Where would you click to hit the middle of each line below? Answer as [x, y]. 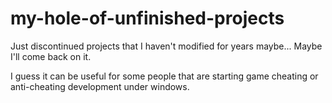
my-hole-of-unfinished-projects [147, 18]
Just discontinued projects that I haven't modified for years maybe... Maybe [166, 46]
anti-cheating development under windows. [100, 86]
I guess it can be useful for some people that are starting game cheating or [164, 76]
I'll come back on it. [51, 56]
